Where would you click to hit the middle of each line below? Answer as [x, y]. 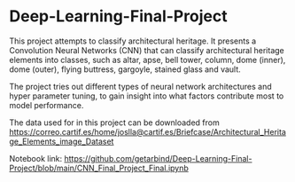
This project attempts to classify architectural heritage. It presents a [133, 41]
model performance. [47, 105]
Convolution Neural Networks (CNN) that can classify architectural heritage [147, 50]
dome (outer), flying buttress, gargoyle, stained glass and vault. [125, 69]
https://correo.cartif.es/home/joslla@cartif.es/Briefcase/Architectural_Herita [147, 131]
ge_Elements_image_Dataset [62, 141]
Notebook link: [36, 158]
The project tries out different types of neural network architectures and [140, 86]
